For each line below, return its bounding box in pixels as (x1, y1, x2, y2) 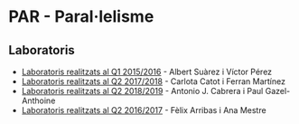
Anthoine (21, 95, 56, 106)
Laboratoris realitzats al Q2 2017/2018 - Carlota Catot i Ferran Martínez (21, 76, 286, 87)
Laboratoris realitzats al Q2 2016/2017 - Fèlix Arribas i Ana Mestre (21, 105, 267, 115)
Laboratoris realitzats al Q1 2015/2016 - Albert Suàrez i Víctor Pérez (21, 66, 273, 77)
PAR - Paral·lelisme (8, 6, 154, 27)
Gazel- (265, 86, 291, 96)
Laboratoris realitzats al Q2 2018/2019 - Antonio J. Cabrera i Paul (21, 86, 264, 96)
